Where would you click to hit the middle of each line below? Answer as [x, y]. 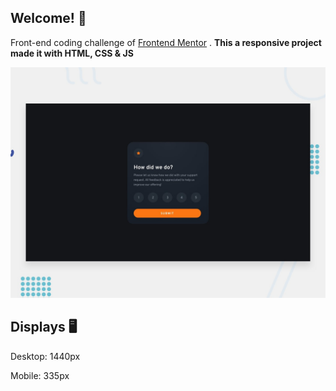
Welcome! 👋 [48, 18]
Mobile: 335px [40, 375]
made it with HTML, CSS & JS [72, 53]
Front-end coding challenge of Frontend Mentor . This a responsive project [166, 42]
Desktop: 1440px [45, 356]
